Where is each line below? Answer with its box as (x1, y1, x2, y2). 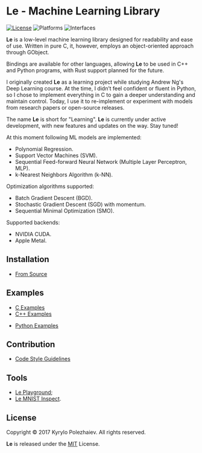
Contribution (6, 339, 55, 349)
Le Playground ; (14, 389, 53, 396)
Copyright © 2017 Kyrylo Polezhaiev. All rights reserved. (6, 429, 146, 436)
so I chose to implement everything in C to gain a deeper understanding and (6, 91, 196, 98)
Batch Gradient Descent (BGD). (14, 194, 93, 201)
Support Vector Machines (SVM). (14, 152, 98, 159)
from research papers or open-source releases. (6, 104, 125, 111)
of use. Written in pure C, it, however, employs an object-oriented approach (6, 42, 194, 49)
